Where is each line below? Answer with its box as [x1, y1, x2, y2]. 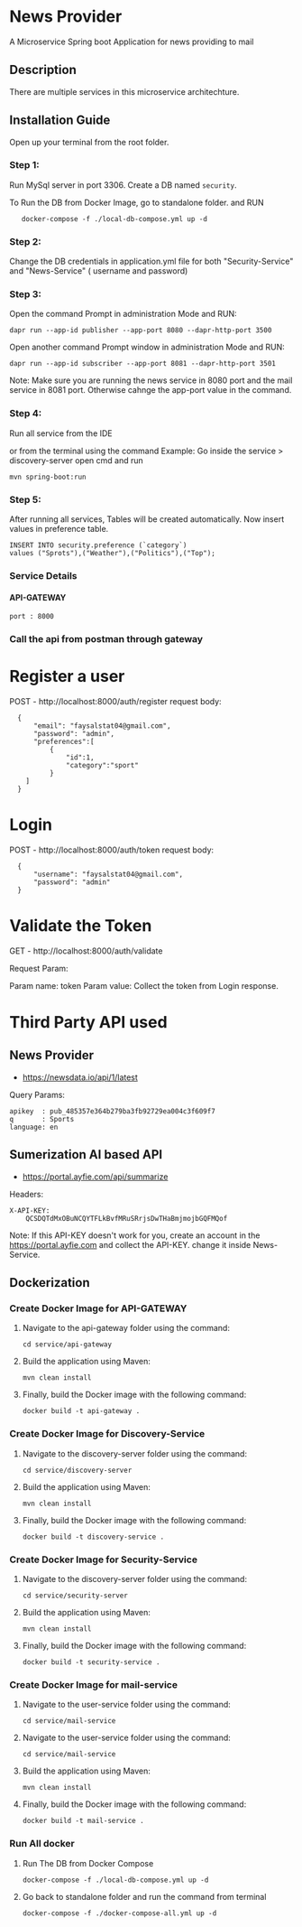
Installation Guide [9, 113, 111, 128]
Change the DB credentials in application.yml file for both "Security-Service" [9, 256, 294, 267]
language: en [9, 1122, 59, 1131]
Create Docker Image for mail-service [9, 1678, 178, 1690]
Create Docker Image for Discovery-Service [9, 1428, 206, 1440]
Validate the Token [9, 916, 152, 936]
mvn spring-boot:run [9, 472, 87, 481]
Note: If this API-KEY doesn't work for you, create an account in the [9, 1230, 261, 1241]
